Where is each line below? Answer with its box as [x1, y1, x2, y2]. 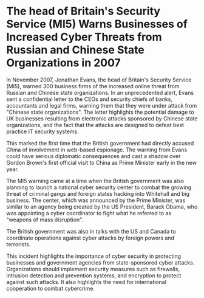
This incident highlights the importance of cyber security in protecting [6, 252, 181, 260]
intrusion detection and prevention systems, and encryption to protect [6, 272, 182, 279]
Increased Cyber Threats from [6, 30, 162, 44]
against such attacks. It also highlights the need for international [6, 278, 167, 285]
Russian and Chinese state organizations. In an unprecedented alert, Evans [6, 89, 194, 96]
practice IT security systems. [6, 128, 79, 135]
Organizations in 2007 [6, 56, 121, 70]
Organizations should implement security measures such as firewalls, [6, 265, 180, 272]
